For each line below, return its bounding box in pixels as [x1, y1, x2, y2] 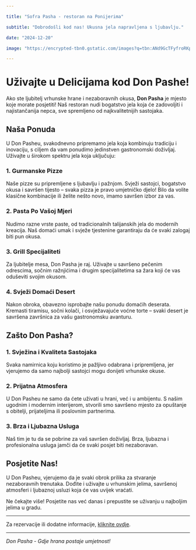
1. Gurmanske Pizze [6, 167, 63, 175]
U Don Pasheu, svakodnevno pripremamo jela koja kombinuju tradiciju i [6, 140, 177, 147]
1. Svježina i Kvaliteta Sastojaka [6, 348, 97, 356]
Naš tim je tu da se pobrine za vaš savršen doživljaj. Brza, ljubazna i [6, 435, 169, 442]
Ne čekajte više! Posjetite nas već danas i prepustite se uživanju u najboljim [6, 498, 188, 505]
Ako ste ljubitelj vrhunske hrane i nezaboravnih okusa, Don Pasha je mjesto [6, 95, 187, 102]
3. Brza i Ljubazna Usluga [6, 422, 79, 430]
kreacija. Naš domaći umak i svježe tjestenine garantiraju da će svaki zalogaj [6, 226, 190, 234]
